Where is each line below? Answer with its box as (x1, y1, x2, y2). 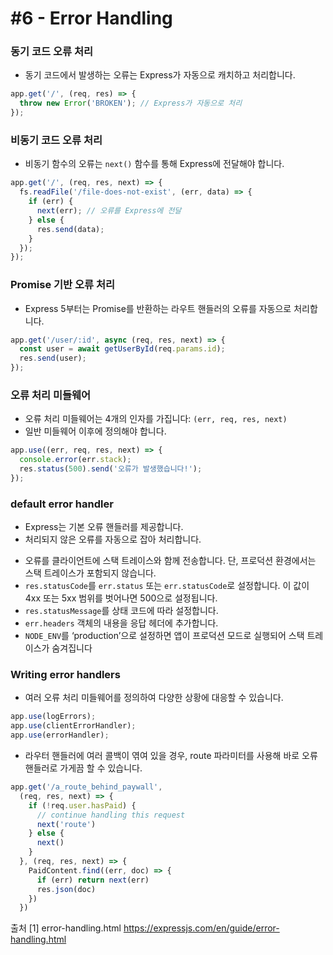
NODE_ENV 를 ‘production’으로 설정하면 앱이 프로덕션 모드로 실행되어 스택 (24, 630, 305, 642)
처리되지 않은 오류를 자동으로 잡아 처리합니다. (24, 533, 202, 546)
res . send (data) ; (36, 224, 105, 234)
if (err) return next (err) (36, 875, 150, 885)
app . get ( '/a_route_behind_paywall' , (10, 782, 163, 792)
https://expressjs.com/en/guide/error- (123, 922, 280, 934)
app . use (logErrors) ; (10, 712, 97, 722)
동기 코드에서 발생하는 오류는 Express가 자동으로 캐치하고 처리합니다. (24, 69, 296, 81)
